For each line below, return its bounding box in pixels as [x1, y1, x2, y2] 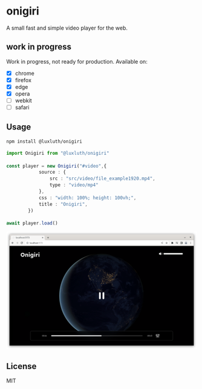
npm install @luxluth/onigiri [6, 138, 83, 145]
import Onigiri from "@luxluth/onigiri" [6, 150, 110, 156]
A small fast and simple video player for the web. [6, 24, 128, 31]
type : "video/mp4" [49, 182, 99, 188]
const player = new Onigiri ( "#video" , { [6, 163, 107, 169]
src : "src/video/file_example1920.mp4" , [49, 175, 155, 182]
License [6, 361, 37, 371]
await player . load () [6, 220, 59, 226]
